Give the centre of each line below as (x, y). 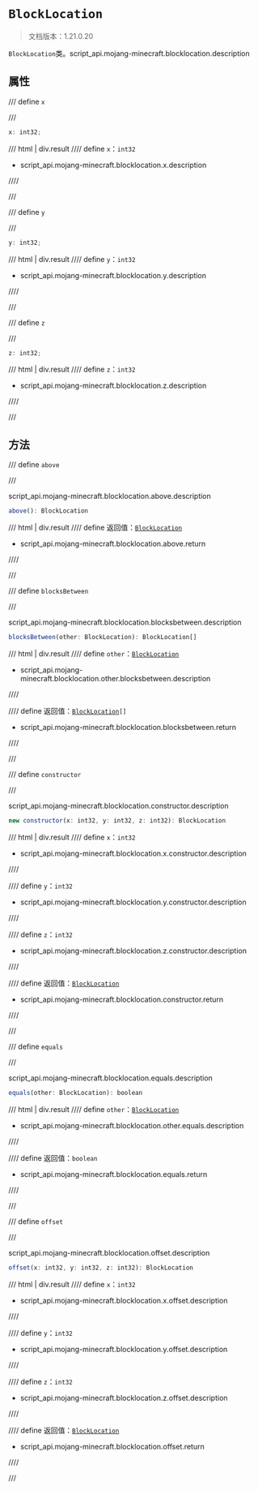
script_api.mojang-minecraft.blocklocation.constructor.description (118, 805)
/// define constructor (45, 774)
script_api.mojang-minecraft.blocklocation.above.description (110, 496)
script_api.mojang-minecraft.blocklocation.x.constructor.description (133, 853)
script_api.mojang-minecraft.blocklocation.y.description (113, 275)
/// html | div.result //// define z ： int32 (72, 369)
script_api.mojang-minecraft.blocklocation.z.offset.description (124, 1398)
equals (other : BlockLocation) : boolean (76, 1093)
